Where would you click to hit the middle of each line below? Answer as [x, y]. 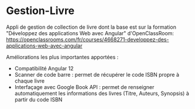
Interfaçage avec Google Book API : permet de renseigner [84, 87]
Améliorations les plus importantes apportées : [62, 57]
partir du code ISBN [38, 99]
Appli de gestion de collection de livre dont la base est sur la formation [91, 27]
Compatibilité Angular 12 [44, 68]
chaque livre [30, 81]
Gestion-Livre [40, 11]
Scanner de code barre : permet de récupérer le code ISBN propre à [97, 74]
